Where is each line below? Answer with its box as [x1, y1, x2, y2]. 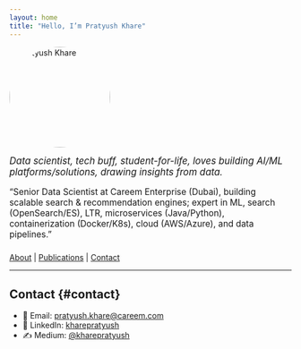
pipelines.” [9, 229, 52, 241]
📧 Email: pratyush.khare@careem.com [21, 311, 164, 321]
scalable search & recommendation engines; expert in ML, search [9, 197, 276, 209]
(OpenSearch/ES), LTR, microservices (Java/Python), [9, 208, 226, 219]
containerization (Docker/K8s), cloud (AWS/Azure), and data [9, 218, 254, 230]
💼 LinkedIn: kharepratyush [21, 319, 120, 331]
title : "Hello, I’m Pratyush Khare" [9, 21, 146, 30]
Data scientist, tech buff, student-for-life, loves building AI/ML [9, 154, 284, 166]
